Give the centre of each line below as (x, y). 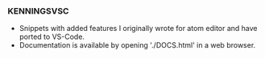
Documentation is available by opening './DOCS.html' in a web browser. (137, 45)
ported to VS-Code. (52, 37)
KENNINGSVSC (38, 11)
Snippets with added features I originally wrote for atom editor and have (139, 29)
